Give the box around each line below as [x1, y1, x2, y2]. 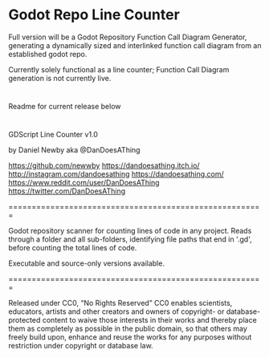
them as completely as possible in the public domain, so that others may [8, 323, 247, 334]
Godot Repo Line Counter [8, 6, 181, 24]
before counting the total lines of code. [8, 243, 137, 253]
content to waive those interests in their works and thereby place [42, 315, 257, 325]
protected [8, 315, 41, 325]
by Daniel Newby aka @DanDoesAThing [8, 145, 141, 155]
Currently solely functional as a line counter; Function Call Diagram [8, 64, 230, 74]
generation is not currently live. [8, 73, 112, 83]
